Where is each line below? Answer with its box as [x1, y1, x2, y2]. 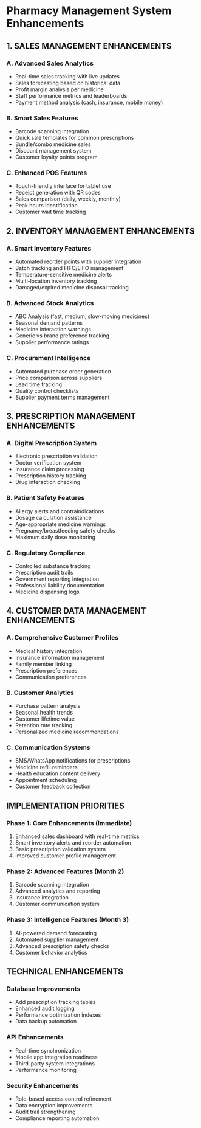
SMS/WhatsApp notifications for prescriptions [15, 757, 131, 764]
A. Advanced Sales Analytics [6, 59, 94, 67]
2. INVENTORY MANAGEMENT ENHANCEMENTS [6, 226, 196, 236]
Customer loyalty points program [15, 153, 98, 161]
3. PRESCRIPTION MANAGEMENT [6, 411, 137, 421]
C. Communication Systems [6, 743, 90, 752]
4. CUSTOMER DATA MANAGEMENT [6, 606, 146, 616]
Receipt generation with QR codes [15, 189, 101, 196]
